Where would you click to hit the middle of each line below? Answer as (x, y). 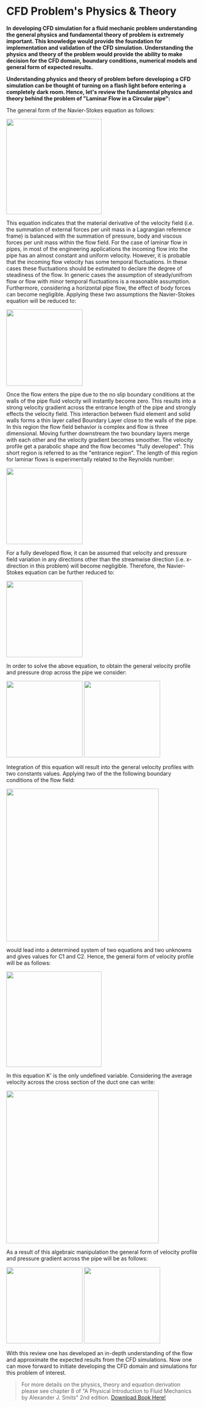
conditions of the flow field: (40, 780)
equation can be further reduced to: (69, 572)
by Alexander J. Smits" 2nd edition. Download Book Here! (93, 1397)
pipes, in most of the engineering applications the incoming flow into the (97, 249)
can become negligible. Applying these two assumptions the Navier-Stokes (100, 294)
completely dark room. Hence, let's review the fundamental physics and (100, 92)
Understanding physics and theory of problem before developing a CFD (99, 79)
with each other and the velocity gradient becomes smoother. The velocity (100, 440)
